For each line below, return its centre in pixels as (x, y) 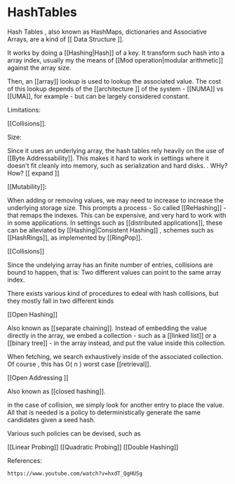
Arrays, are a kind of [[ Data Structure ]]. (66, 39)
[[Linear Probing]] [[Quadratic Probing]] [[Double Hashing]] (93, 447)
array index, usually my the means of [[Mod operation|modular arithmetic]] (115, 60)
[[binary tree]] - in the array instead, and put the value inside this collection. (116, 343)
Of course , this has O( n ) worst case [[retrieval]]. (79, 364)
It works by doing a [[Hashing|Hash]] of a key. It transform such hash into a (116, 53)
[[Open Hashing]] (33, 314)
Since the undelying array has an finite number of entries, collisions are (110, 265)
